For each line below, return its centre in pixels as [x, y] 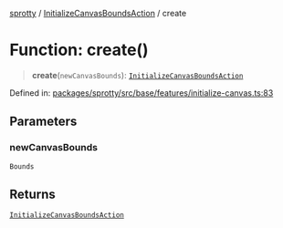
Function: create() [79, 50]
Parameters [43, 122]
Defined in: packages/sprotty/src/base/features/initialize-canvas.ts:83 [141, 93]
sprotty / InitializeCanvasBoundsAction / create [98, 13]
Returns [33, 195]
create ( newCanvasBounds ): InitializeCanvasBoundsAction [137, 75]
